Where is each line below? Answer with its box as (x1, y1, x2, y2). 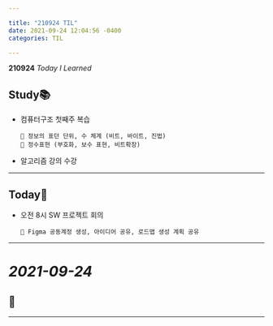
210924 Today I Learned (8, 63, 92, 73)
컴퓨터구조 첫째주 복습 (19, 114, 91, 124)
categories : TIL (8, 34, 63, 42)
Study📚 (8, 88, 51, 101)
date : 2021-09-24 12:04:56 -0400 (8, 26, 122, 35)
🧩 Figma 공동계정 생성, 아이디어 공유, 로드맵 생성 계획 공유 (19, 228, 200, 236)
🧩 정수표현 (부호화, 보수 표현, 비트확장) (19, 141, 141, 149)
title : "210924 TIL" (8, 19, 79, 27)
